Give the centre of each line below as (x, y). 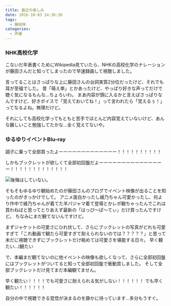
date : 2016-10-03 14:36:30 (34, 15)
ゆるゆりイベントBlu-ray (35, 140)
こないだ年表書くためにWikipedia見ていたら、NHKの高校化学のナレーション (85, 65)
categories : (18, 29)
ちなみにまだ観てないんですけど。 (51, 216)
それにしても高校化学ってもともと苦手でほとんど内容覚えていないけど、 (81, 119)
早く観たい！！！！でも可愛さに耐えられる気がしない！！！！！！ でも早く (84, 281)
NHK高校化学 (22, 53)
